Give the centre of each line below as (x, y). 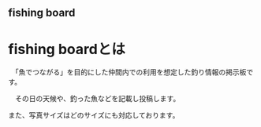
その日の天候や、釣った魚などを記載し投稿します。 (97, 99)
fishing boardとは (67, 49)
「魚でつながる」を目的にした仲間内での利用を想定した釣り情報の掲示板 (130, 72)
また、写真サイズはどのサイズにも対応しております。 (94, 115)
